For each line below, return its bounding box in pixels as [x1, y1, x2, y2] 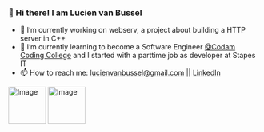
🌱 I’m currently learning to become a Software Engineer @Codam [19, 42, 236, 52]
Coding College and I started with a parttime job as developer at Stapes [19, 51, 256, 60]
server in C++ [19, 33, 66, 43]
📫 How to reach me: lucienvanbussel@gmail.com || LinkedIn [19, 68, 222, 78]
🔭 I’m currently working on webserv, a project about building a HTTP [19, 25, 246, 35]
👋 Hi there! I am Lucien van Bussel [8, 7, 142, 18]
